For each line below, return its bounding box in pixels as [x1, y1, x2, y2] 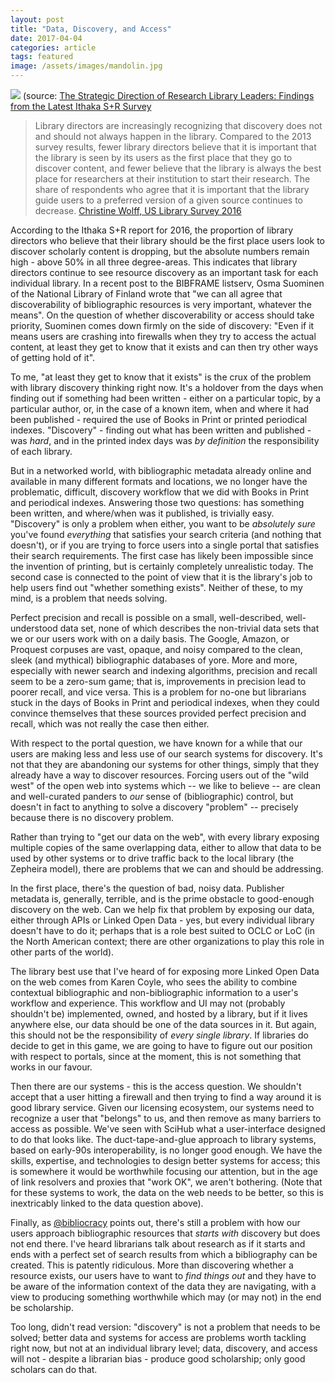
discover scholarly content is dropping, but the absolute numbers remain [10, 246, 310, 257]
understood [10, 622, 58, 634]
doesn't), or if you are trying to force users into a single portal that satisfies [10, 539, 320, 551]
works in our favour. [10, 1061, 93, 1073]
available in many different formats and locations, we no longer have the [10, 476, 308, 487]
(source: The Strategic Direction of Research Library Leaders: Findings [22, 90, 315, 101]
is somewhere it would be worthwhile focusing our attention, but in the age [10, 1166, 318, 1177]
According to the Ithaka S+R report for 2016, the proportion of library [10, 224, 294, 236]
